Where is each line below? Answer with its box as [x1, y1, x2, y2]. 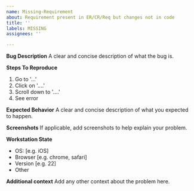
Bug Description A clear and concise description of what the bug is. [6, 53, 174, 60]
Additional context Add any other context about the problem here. [6, 178, 170, 185]
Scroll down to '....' [14, 88, 61, 95]
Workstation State [6, 135, 53, 143]
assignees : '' [6, 31, 42, 37]
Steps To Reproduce [6, 64, 58, 72]
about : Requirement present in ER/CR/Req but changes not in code [6, 14, 175, 20]
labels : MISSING [6, 25, 47, 32]
